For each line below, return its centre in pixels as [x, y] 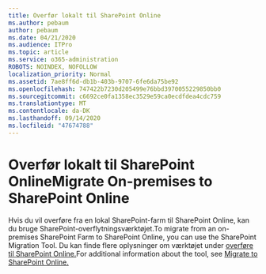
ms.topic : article [38, 52]
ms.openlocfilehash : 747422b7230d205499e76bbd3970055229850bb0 [115, 89]
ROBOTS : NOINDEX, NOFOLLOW [53, 67]
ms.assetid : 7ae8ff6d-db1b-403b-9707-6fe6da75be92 [93, 81]
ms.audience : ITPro [40, 45]
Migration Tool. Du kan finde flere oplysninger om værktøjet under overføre [131, 245]
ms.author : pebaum [38, 23]
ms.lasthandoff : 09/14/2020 [55, 118]
